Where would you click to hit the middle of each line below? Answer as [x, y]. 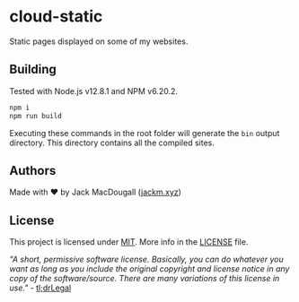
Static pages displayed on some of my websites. [99, 41]
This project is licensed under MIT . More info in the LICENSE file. [129, 242]
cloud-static [56, 17]
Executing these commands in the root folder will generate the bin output [145, 133]
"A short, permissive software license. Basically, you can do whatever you [147, 259]
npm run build [36, 116]
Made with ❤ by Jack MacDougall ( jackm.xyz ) [96, 192]
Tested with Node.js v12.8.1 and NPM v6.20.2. [93, 91]
